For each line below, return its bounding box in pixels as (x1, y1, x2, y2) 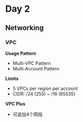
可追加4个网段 (12, 111, 43, 117)
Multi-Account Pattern (12, 65, 60, 71)
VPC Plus (5, 101, 25, 107)
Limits (5, 75, 19, 82)
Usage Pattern (5, 50, 37, 56)
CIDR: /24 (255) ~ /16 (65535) (12, 90, 75, 97)
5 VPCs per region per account (12, 85, 78, 91)
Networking (5, 23, 44, 32)
